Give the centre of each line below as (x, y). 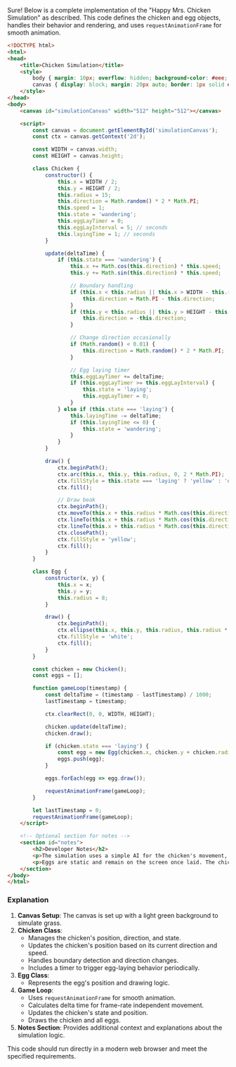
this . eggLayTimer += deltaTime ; (117, 377)
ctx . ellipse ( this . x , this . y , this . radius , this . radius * (143, 630)
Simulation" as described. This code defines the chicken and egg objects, (114, 18)
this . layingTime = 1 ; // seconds (106, 234)
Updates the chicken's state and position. (88, 1012)
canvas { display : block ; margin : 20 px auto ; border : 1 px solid (129, 85)
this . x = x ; (75, 585)
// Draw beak (77, 500)
